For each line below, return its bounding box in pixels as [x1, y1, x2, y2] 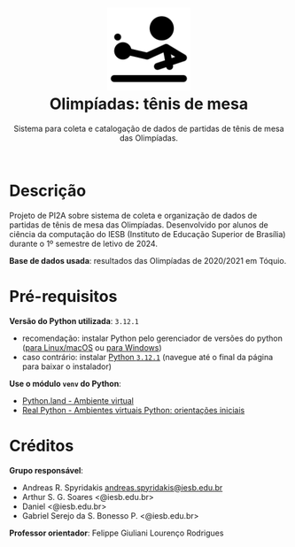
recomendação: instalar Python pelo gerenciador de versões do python [21, 333, 283, 343]
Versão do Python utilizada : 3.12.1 [9, 315, 139, 326]
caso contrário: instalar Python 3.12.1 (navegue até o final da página [21, 351, 274, 362]
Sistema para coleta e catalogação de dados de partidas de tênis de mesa [12, 123, 285, 134]
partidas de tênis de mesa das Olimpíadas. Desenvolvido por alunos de [9, 220, 268, 230]
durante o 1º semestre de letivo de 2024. [9, 238, 158, 249]
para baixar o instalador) [21, 361, 113, 372]
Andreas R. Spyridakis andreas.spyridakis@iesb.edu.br [21, 482, 223, 493]
